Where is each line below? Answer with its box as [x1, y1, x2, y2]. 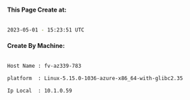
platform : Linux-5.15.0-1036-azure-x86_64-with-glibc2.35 [7, 75, 184, 82]
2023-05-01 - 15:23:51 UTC [7, 27, 85, 34]
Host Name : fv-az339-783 [7, 62, 81, 70]
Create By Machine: [7, 41, 65, 49]
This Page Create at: [7, 5, 67, 14]
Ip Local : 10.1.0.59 [7, 88, 72, 95]
